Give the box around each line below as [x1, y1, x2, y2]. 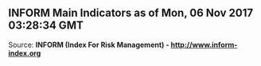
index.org [8, 48, 41, 58]
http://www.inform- [170, 40, 238, 49]
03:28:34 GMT [8, 19, 84, 33]
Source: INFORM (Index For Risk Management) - [8, 40, 169, 49]
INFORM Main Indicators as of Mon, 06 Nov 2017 [8, 6, 254, 20]
